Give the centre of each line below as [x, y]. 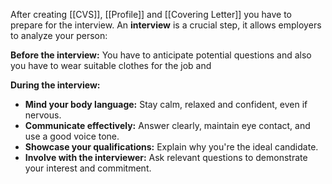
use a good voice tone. [72, 136]
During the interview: [55, 85]
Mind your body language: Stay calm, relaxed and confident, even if [166, 104]
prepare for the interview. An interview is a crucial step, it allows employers [166, 25]
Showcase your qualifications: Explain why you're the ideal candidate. [171, 147]
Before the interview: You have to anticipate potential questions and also [161, 55]
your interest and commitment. [88, 168]
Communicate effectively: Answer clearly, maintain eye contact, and [167, 125]
